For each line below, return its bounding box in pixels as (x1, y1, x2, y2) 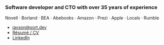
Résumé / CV (12, 30, 39, 36)
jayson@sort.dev (12, 24, 47, 30)
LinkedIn (12, 35, 30, 41)
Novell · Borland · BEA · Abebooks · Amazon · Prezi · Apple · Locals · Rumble (5, 15, 159, 21)
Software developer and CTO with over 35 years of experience (5, 4, 158, 11)
